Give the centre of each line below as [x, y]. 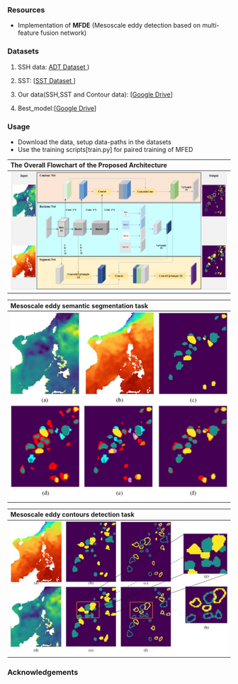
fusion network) [63, 33]
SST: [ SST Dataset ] [46, 80]
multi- [210, 26]
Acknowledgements [43, 673]
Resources [26, 10]
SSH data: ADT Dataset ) [53, 67]
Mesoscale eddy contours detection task [72, 515]
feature [28, 33]
